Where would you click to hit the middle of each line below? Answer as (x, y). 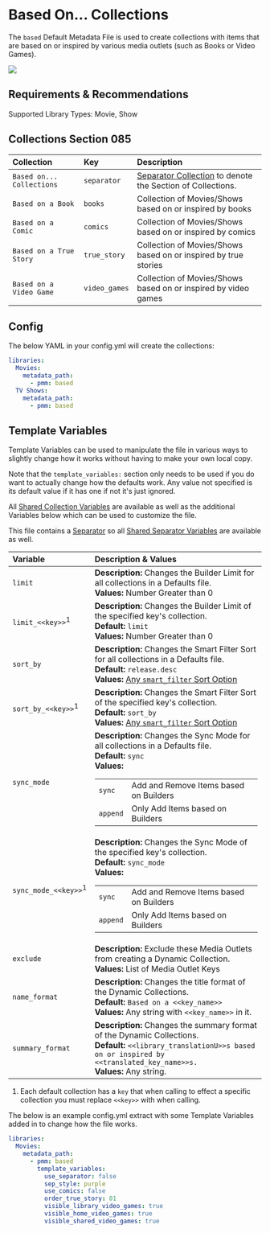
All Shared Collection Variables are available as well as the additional (122, 507)
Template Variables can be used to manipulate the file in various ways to (128, 450)
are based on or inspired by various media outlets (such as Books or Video (132, 45)
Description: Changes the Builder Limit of (173, 606)
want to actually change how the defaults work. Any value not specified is (131, 483)
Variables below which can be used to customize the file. (102, 516)
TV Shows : (32, 390)
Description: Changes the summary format (176, 1025)
